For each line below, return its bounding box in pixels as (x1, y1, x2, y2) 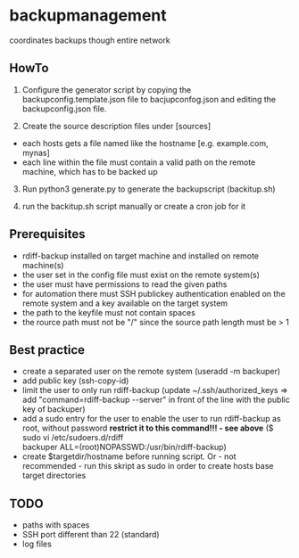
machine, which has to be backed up (21, 166, 158, 176)
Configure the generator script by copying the (21, 84, 192, 94)
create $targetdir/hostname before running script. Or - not (21, 451, 237, 462)
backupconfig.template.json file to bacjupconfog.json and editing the (21, 94, 277, 104)
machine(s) (21, 259, 64, 270)
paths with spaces (21, 520, 90, 530)
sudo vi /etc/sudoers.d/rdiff (21, 432, 124, 443)
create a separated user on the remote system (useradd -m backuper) (21, 366, 281, 377)
